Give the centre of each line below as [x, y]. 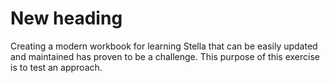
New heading [66, 18]
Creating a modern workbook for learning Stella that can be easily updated [164, 46]
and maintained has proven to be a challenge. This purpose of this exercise [165, 56]
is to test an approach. [56, 67]
